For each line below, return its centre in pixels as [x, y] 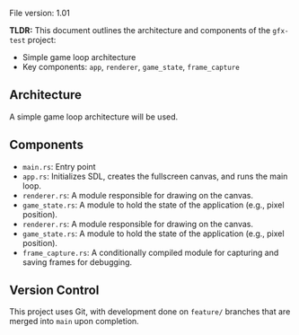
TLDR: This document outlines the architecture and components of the [140, 30]
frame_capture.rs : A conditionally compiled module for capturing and [150, 252]
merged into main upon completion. [74, 322]
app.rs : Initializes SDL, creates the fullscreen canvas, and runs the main [155, 176]
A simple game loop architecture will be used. [94, 117]
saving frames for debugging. [77, 262]
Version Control [54, 291]
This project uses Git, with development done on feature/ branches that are [150, 312]
